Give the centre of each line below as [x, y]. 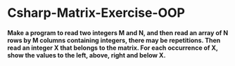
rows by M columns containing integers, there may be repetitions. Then [114, 40]
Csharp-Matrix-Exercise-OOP [96, 13]
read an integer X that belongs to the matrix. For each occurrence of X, [113, 48]
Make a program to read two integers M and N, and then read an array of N [118, 32]
